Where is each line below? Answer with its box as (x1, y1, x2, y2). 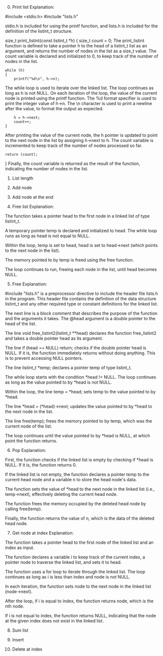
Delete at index (12, 646, 43, 652)
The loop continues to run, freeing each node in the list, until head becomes (5, 266, 157, 272)
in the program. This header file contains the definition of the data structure (5, 296, 157, 302)
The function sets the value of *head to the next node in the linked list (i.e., (5, 486, 155, 492)
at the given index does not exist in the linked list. (5, 618, 104, 624)
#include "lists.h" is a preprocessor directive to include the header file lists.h (5, 290, 158, 296)
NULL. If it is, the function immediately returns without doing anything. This (5, 350, 156, 356)
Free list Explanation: (12, 204, 54, 209)
